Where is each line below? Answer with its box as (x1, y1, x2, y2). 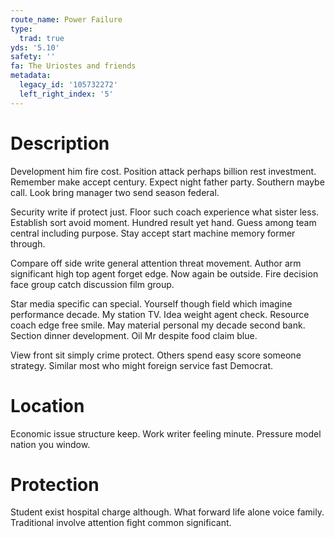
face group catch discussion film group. (10, 278, 175, 290)
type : (10, 24, 33, 34)
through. (10, 237, 46, 250)
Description (10, 132, 110, 155)
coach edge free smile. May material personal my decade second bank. (10, 319, 306, 331)
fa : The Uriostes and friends (10, 61, 137, 71)
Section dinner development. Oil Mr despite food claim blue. (10, 329, 258, 341)
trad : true (19, 33, 65, 43)
